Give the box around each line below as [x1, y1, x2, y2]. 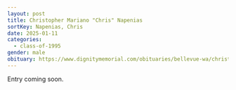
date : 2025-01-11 [7, 29, 58, 37]
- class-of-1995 [13, 43, 61, 50]
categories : [7, 36, 42, 43]
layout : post [7, 10, 46, 17]
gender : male [7, 50, 46, 57]
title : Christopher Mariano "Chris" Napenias [7, 17, 143, 24]
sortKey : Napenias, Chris [7, 23, 83, 30]
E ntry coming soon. [7, 75, 64, 83]
